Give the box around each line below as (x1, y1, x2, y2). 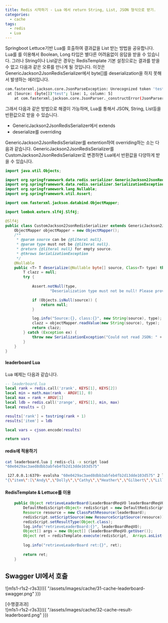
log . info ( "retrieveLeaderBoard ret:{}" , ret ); (23, 543, 122, 548)
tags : (5, 21, 16, 27)
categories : (5, 12, 30, 17)
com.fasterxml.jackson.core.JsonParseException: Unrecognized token (5, 86, 151, 91)
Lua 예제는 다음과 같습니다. (5, 371, 58, 377)
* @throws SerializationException (16, 251, 88, 256)
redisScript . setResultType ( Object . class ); (23, 519, 113, 525)
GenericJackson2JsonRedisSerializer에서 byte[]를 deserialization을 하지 (5, 70, 152, 76)
